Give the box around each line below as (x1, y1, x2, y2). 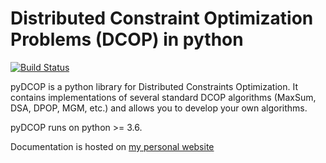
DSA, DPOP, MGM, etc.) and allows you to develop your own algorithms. (10, 102, 308, 114)
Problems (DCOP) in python (10, 28, 244, 51)
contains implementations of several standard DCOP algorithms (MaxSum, (10, 91, 317, 103)
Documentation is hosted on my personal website (10, 140, 215, 152)
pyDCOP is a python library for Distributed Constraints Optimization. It (10, 80, 298, 92)
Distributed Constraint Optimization (10, 7, 314, 30)
